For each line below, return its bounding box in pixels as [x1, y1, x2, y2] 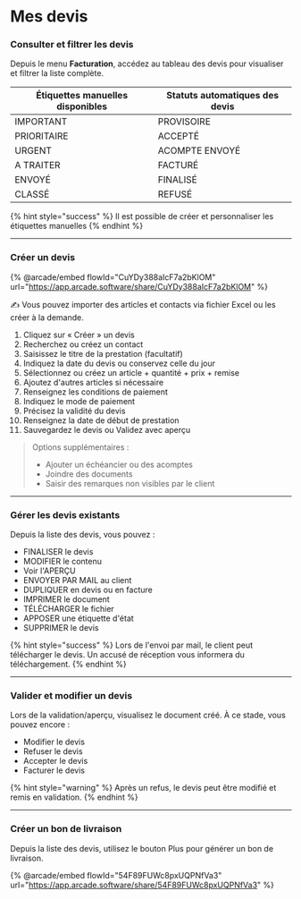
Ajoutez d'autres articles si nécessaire [22, 377, 164, 387]
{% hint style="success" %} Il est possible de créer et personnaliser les [10, 211, 274, 222]
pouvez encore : [10, 719, 71, 730]
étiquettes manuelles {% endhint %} [10, 221, 144, 232]
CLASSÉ [14, 188, 50, 200]
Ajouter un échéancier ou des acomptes [45, 459, 194, 470]
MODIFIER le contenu [22, 556, 102, 567]
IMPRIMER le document [22, 594, 110, 605]
